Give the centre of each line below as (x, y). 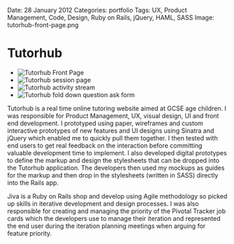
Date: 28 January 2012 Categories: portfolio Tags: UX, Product (97, 10)
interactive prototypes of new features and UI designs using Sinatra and (111, 130)
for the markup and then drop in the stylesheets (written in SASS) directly (113, 175)
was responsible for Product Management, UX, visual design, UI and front (113, 115)
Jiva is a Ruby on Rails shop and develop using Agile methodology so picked (117, 196)
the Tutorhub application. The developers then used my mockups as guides (116, 168)
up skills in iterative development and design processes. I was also (103, 203)
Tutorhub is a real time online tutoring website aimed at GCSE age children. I (117, 108)
